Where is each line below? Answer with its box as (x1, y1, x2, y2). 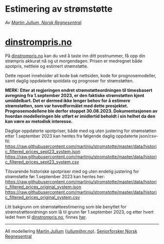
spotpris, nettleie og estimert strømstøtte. (5, 63, 89, 69)
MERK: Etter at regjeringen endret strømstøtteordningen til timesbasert (5, 87, 153, 93)
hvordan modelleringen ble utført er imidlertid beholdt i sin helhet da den (5, 113, 156, 119)
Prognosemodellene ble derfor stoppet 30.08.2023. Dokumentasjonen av (5, 108, 158, 114)
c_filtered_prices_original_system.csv (5, 194, 80, 200)
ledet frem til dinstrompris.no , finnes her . (5, 214, 87, 220)
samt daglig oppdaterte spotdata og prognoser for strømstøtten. (5, 78, 134, 83)
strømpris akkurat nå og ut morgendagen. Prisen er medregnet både (5, 58, 143, 64)
